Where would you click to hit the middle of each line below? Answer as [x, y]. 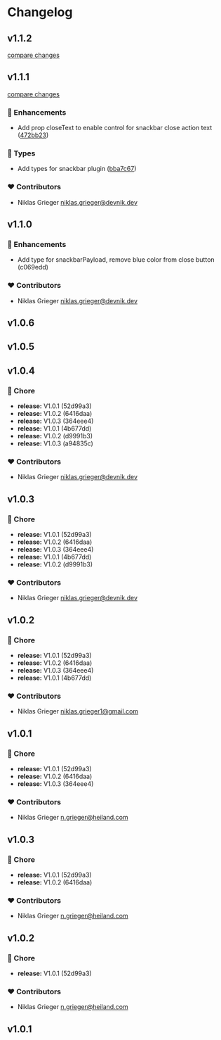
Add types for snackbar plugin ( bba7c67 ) [77, 169]
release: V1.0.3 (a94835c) [55, 443]
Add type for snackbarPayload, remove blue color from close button [116, 260]
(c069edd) [33, 267]
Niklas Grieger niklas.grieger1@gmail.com [78, 711]
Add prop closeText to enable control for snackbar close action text [115, 128]
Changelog [40, 12]
